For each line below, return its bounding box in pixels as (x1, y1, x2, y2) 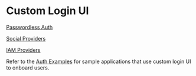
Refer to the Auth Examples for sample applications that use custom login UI (6, 58, 191, 65)
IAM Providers (6, 46, 41, 54)
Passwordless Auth (6, 24, 53, 31)
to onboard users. (6, 64, 50, 71)
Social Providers (6, 35, 46, 42)
